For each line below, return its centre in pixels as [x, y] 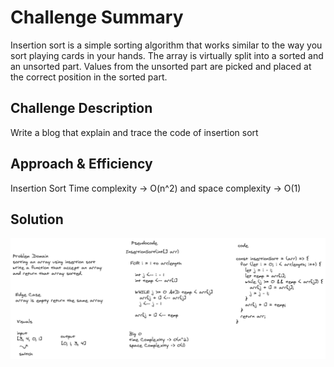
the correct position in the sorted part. [89, 77]
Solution [37, 219]
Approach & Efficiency [81, 164]
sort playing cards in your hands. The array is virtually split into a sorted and [167, 55]
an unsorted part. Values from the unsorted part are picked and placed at [161, 66]
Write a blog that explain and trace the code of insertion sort [134, 132]
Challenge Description [81, 108]
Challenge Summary [97, 17]
